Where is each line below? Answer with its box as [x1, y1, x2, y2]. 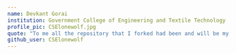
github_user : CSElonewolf [7, 36, 83, 43]
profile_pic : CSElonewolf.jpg [7, 23, 97, 30]
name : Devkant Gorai [7, 10, 69, 18]
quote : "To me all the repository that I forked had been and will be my [7, 29, 230, 37]
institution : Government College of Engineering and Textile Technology [7, 17, 226, 24]
